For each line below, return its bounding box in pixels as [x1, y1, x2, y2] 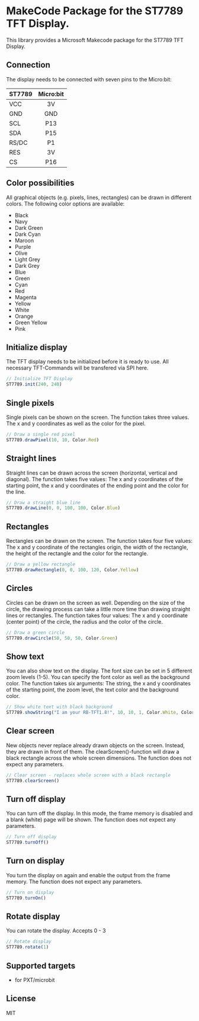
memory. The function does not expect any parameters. [6, 878, 143, 885]
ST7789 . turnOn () [6, 895, 46, 901]
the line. [6, 488, 26, 495]
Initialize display [6, 342, 68, 352]
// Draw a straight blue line [6, 500, 81, 505]
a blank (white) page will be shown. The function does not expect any [6, 816, 176, 823]
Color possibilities [6, 178, 75, 188]
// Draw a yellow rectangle [6, 561, 76, 568]
